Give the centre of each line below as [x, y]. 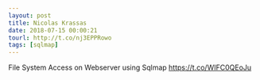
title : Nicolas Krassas [48, 23]
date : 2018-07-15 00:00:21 [53, 30]
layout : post [30, 15]
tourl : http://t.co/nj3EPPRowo [60, 38]
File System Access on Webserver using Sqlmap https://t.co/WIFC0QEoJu [130, 67]
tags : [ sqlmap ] [33, 45]
